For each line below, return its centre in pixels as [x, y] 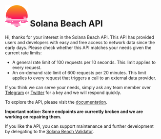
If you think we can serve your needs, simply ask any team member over [78, 87]
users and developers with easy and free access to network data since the [80, 42]
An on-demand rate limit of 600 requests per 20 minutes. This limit [79, 72]
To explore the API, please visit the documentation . [56, 102]
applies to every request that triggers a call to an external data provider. [84, 78]
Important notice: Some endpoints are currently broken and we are [74, 111]
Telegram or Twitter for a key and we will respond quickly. [63, 93]
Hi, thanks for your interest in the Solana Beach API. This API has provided [80, 37]
